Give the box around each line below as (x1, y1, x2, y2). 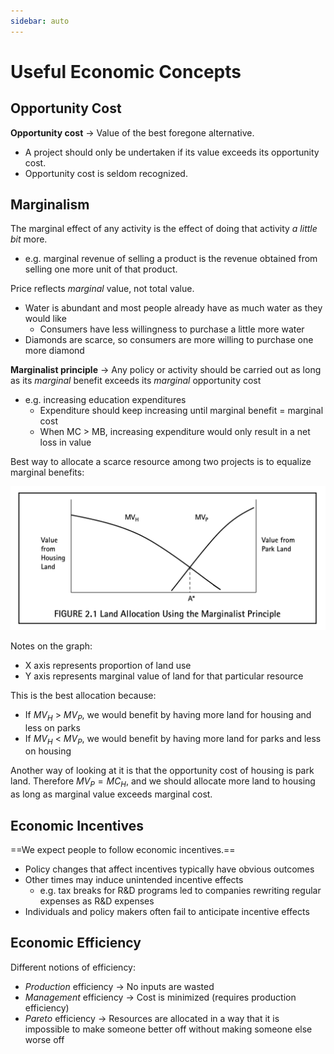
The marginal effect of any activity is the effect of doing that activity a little (10, 223, 318, 235)
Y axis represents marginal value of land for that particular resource (24, 670, 304, 682)
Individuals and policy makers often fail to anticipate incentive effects (24, 906, 310, 917)
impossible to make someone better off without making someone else (24, 1023, 313, 1035)
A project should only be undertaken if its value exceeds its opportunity (24, 146, 320, 158)
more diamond (24, 345, 85, 357)
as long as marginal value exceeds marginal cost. (10, 788, 213, 800)
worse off (24, 1033, 65, 1045)
